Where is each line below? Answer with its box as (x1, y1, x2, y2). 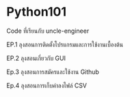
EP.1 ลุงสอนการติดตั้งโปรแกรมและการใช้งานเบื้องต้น (6, 40, 124, 48)
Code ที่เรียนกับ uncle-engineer (6, 27, 90, 35)
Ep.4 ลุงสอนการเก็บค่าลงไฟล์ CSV (6, 81, 87, 89)
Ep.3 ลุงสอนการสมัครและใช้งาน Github (6, 68, 100, 76)
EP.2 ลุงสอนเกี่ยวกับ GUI (6, 54, 66, 62)
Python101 (6, 4, 66, 20)
